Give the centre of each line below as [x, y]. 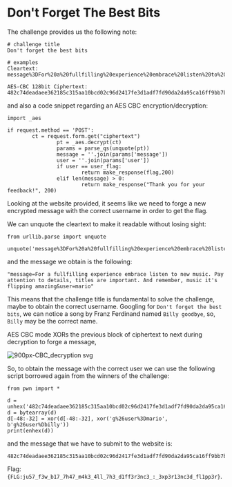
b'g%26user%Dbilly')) [38, 425]
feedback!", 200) [32, 190]
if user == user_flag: [89, 166]
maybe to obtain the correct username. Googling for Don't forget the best [115, 306]
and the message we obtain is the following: [70, 261]
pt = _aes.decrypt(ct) [89, 142]
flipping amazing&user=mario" [51, 286]
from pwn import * [33, 388]
